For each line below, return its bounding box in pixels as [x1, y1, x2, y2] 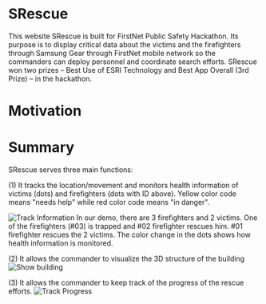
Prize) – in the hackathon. [8, 74, 93, 83]
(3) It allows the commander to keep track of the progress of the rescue [8, 278, 244, 288]
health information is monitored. [8, 238, 113, 248]
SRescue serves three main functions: [8, 165, 133, 174]
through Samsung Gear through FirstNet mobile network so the [8, 48, 216, 58]
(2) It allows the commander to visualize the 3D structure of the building [8, 254, 245, 264]
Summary [8, 138, 74, 157]
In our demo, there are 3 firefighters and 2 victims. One [76, 213, 258, 222]
